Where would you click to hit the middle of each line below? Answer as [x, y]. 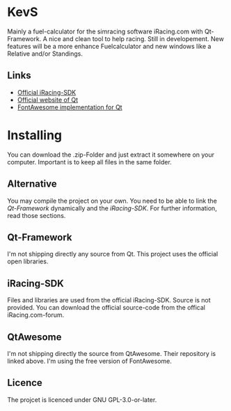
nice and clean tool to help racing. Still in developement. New [136, 38]
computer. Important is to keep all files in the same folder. [89, 162]
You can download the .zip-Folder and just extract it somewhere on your [111, 155]
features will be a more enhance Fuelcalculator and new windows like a [109, 46]
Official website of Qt [48, 100]
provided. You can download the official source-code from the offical [106, 308]
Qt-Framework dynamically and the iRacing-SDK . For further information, [112, 208]
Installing [35, 135]
